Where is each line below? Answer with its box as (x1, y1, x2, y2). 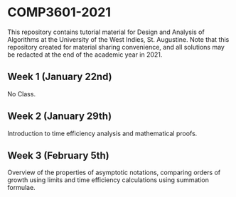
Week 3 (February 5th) (7, 150, 109, 162)
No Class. (7, 89, 36, 98)
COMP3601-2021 (7, 4, 112, 21)
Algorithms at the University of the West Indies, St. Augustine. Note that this (7, 35, 230, 43)
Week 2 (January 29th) (7, 111, 112, 123)
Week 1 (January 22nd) (7, 71, 112, 83)
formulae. (7, 184, 36, 192)
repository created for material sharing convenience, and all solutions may (7, 43, 225, 51)
